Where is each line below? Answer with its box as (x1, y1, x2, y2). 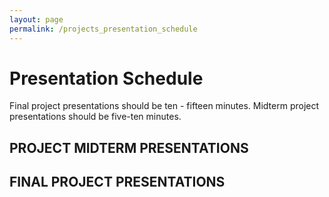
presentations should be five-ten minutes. (9, 111, 182, 123)
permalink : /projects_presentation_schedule (9, 24, 198, 34)
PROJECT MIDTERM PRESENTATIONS (9, 139, 249, 156)
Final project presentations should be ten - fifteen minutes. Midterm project (9, 100, 320, 112)
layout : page (9, 14, 64, 25)
